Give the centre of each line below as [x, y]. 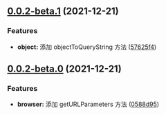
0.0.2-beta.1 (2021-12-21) [63, 11]
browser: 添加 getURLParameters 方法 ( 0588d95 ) [88, 104]
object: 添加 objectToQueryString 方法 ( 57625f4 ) [87, 47]
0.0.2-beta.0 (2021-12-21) [65, 69]
